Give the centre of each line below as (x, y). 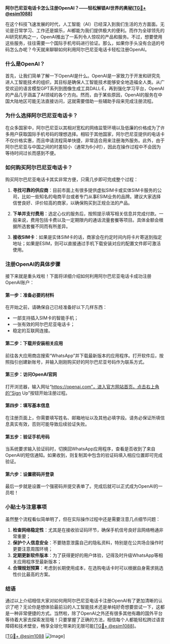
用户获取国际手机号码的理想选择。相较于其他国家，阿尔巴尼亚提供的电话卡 (87, 134)
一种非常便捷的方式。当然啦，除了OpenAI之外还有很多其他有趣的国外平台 (86, 613)
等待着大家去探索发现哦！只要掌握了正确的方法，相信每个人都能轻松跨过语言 (85, 620)
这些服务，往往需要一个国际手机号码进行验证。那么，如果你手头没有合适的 (83, 43)
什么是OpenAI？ (25, 64)
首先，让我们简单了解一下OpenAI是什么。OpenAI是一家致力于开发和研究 (81, 76)
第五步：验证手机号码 (27, 437)
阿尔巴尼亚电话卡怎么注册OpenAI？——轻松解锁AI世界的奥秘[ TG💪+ (76, 8)
